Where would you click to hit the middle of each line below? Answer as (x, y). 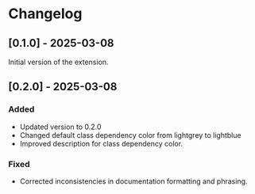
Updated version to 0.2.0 (60, 127)
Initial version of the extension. (58, 62)
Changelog (45, 14)
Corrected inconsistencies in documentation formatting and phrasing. (133, 181)
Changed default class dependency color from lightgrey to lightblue (130, 135)
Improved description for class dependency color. (101, 143)
